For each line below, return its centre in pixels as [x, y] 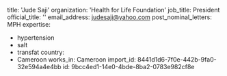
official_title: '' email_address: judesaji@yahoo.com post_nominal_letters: [109, 17]
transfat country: [41, 52]
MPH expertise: [29, 24]
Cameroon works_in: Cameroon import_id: [77, 60]
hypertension [36, 38]
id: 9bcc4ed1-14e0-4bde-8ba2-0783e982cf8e [129, 67]
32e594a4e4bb [39, 67]
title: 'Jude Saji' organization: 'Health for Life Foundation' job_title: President [113, 10]
